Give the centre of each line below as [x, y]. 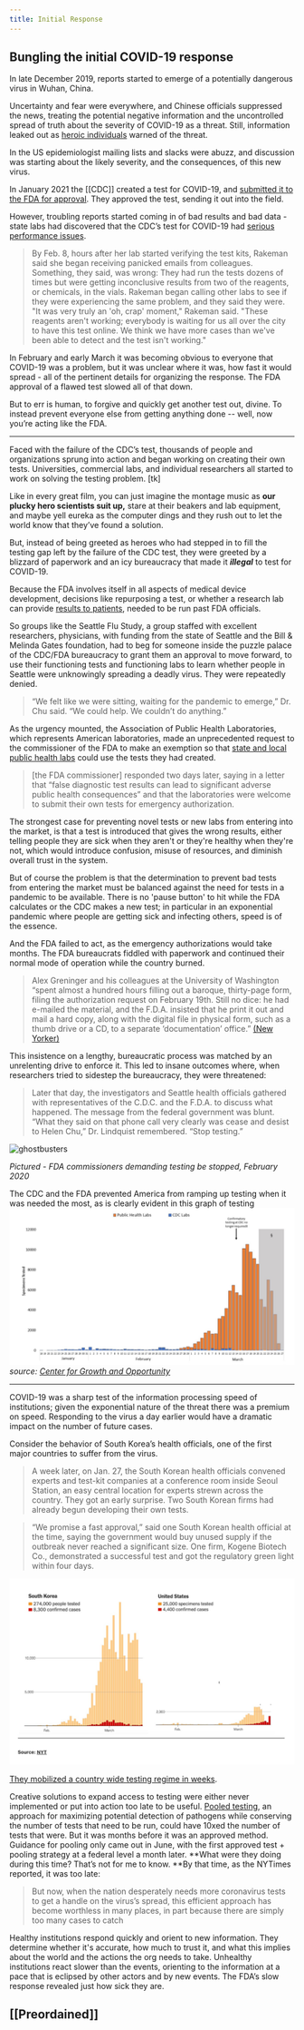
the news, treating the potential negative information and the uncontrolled [147, 116]
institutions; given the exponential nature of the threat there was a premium [150, 1407]
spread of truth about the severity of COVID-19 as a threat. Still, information [150, 125]
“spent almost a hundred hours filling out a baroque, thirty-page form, [161, 990]
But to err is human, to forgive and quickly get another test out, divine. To [146, 405]
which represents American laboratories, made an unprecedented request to [152, 739]
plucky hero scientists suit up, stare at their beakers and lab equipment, [145, 506]
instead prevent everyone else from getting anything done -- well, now [141, 414]
